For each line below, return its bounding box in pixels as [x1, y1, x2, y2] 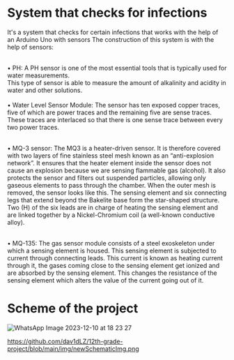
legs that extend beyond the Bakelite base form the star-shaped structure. [7, 195, 220, 204]
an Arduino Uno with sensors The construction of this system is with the [7, 35, 214, 43]
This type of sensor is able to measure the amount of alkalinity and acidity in [7, 78, 226, 87]
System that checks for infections [7, 5, 208, 21]
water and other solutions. [7, 86, 82, 94]
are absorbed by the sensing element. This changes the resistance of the [7, 269, 217, 277]
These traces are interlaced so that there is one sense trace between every [7, 115, 223, 123]
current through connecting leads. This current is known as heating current [7, 253, 223, 262]
